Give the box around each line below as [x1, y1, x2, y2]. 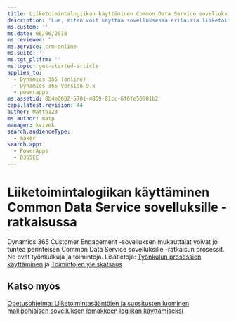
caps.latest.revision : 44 [7, 102, 83, 109]
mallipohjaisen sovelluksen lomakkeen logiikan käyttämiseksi [7, 307, 184, 315]
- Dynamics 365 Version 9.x [13, 82, 96, 89]
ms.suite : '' [7, 50, 46, 57]
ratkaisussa [7, 214, 77, 231]
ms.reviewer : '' [7, 37, 55, 44]
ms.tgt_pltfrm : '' [7, 56, 61, 63]
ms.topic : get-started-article [7, 63, 99, 70]
